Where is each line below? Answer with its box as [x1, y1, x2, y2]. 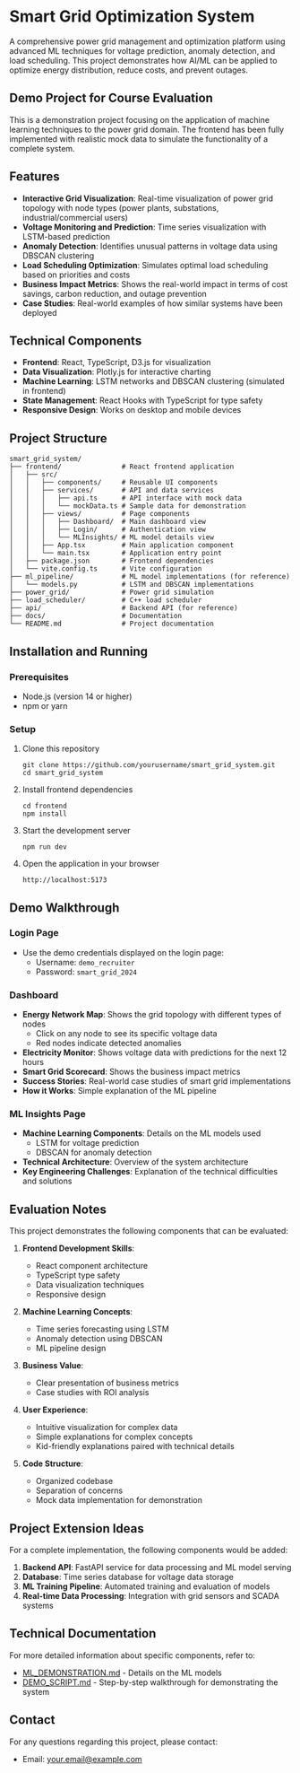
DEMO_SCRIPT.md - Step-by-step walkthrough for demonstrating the [21, 1676, 279, 1688]
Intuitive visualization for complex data [35, 1422, 178, 1433]
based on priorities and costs [21, 269, 131, 280]
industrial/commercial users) [21, 212, 128, 223]
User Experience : [21, 1404, 89, 1415]
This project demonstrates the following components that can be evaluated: [9, 1226, 288, 1236]
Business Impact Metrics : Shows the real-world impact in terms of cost [21, 278, 288, 289]
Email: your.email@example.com [21, 1753, 142, 1764]
